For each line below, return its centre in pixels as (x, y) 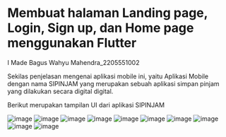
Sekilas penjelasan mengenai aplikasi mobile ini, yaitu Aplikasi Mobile (108, 76)
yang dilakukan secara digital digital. (60, 91)
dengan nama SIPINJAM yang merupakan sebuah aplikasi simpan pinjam (114, 83)
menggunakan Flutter (72, 43)
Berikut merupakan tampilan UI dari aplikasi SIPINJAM (86, 105)
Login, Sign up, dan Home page (101, 28)
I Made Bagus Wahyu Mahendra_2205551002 (73, 62)
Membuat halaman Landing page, (108, 13)
